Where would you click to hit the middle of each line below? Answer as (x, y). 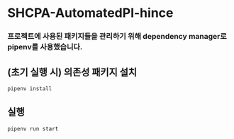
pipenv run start (33, 128)
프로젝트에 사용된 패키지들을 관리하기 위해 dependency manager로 (117, 37)
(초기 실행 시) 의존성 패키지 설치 (72, 72)
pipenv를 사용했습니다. (45, 47)
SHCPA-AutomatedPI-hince (90, 13)
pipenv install (30, 89)
